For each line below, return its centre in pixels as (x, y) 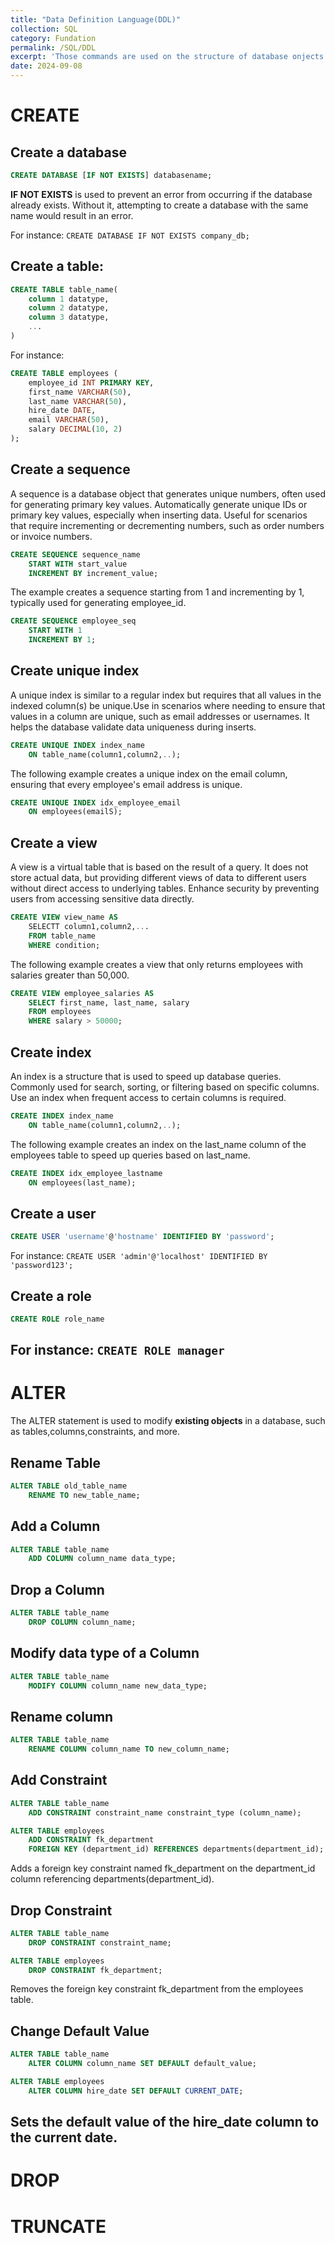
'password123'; (42, 1266)
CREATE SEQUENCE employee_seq (73, 621)
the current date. (64, 2137)
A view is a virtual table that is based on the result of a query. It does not (159, 867)
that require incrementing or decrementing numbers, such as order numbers (167, 525)
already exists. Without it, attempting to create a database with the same (159, 205)
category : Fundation (53, 38)
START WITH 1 (55, 631)
